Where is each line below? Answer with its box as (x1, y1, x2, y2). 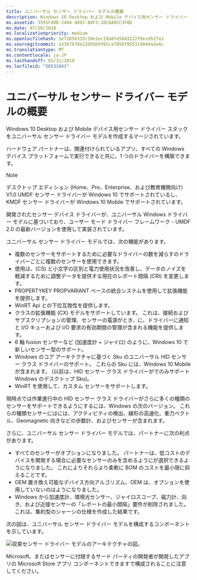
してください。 (6, 568, 42, 575)
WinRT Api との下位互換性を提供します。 (14, 302, 113, 309)
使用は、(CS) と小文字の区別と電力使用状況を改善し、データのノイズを (14, 265, 186, 272)
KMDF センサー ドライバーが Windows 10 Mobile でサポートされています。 (6, 198, 186, 205)
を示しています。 (6, 528, 47, 535)
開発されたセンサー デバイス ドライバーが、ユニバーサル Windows (6, 211, 166, 218)
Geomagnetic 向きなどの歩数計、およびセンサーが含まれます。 (16, 417, 168, 424)
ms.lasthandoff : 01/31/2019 (6, 58, 75, 63)
